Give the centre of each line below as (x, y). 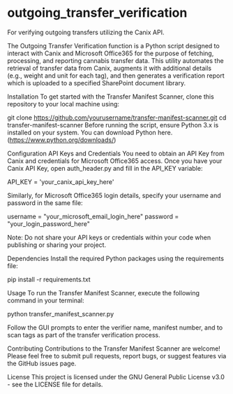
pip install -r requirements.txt (49, 279)
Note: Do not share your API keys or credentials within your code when (109, 237)
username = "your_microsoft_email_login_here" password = (93, 216)
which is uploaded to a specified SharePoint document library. (97, 83)
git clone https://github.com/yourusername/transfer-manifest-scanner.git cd (117, 118)
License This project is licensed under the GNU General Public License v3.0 (116, 377)
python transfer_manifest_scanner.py (61, 314)
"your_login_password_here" (49, 224)
